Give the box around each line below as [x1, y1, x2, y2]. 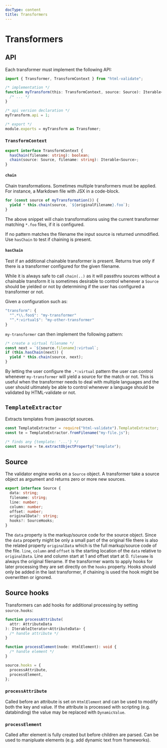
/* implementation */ [5, 85, 50, 90]
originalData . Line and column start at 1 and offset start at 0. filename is [5, 553, 153, 559]
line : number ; [9, 500, 39, 505]
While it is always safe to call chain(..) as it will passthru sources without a [5, 273, 160, 279]
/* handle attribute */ [9, 631, 59, 636]
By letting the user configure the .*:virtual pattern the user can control [5, 369, 153, 374]
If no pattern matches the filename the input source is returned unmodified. [5, 231, 160, 237]
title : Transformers [5, 12, 48, 17]
